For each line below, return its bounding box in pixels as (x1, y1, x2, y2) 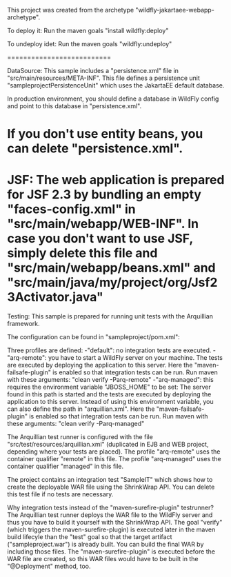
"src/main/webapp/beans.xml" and (7, 260, 216, 276)
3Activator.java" (7, 290, 103, 305)
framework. (7, 320, 40, 328)
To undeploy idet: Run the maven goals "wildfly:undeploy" (7, 40, 172, 48)
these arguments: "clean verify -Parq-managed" (7, 420, 145, 428)
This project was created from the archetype (7, 6, 134, 14)
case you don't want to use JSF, (7, 231, 193, 247)
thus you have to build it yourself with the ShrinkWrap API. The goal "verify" (7, 518, 223, 527)
